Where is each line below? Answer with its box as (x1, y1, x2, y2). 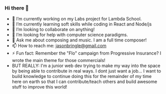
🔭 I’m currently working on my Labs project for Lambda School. (11, 16, 142, 22)
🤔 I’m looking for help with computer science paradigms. (11, 32, 128, 38)
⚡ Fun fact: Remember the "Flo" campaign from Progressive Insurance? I (11, 50, 162, 56)
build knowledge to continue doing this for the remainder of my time (11, 73, 152, 79)
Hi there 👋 (4, 4, 29, 11)
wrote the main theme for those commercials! (11, 57, 106, 63)
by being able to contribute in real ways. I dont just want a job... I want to (11, 68, 162, 74)
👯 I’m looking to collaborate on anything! (11, 26, 95, 32)
